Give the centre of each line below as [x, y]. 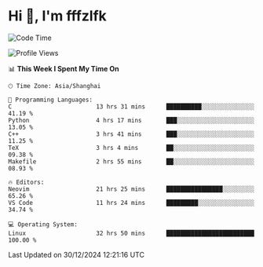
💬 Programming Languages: [50, 100]
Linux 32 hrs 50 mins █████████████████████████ [131, 233]
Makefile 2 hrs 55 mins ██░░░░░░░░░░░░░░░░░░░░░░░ [131, 161]
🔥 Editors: [26, 182]
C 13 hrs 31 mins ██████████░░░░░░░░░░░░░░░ [131, 106]
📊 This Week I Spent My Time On [64, 68]
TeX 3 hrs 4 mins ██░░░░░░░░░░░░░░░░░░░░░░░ [131, 148]
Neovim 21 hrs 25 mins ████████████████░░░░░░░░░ [131, 189]
